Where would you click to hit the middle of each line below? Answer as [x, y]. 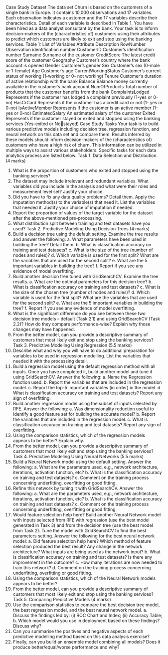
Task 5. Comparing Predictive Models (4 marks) [62, 599]
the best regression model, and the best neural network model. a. [80, 610]
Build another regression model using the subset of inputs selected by [85, 404]
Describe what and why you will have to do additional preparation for [84, 350]
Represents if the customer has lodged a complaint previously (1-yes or [79, 97]
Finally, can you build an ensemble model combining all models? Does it [87, 642]
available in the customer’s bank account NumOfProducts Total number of [82, 86]
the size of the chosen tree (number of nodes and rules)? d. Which [81, 292]
